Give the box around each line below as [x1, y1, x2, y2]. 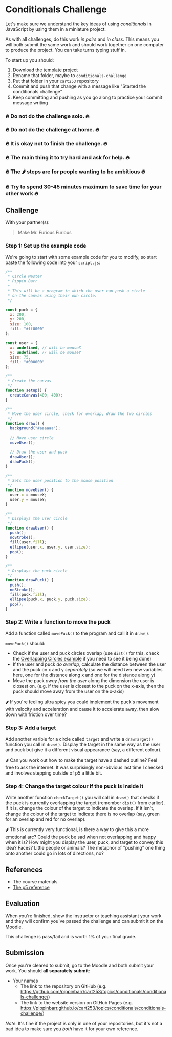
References [5, 865, 43, 874]
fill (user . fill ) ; [10, 540, 47, 545]
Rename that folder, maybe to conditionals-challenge [12, 72, 127, 78]
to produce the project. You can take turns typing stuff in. [5, 47, 126, 53]
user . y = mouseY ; [10, 497, 47, 502]
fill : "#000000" [10, 360, 45, 365]
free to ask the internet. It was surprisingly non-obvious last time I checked [5, 764, 164, 771]
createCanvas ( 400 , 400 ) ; [10, 392, 63, 398]
